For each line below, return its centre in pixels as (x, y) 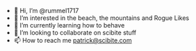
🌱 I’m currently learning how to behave (69, 25)
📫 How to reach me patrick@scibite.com (73, 40)
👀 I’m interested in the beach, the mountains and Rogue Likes (101, 18)
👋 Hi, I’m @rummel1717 (46, 11)
